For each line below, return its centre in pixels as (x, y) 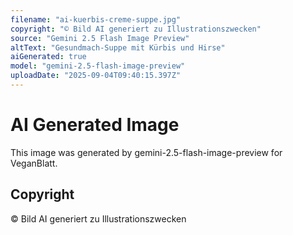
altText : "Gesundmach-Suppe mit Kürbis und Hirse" (118, 47)
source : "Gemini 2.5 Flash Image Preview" (100, 38)
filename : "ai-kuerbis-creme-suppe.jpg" (96, 19)
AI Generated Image (95, 125)
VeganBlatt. (34, 163)
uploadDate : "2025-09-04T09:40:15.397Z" (96, 76)
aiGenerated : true (48, 57)
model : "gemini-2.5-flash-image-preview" (98, 66)
